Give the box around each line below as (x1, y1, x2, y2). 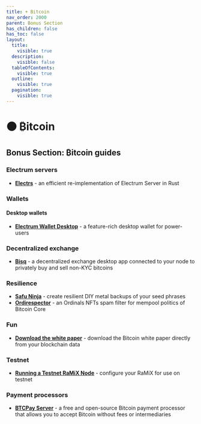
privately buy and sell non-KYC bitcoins (14, 264, 113, 271)
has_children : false (6, 25, 58, 32)
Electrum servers (6, 166, 58, 174)
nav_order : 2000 (6, 14, 47, 20)
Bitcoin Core (14, 306, 46, 313)
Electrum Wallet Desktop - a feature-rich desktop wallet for (14, 223, 164, 230)
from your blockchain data (14, 340, 80, 348)
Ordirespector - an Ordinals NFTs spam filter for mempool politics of (14, 299, 185, 307)
